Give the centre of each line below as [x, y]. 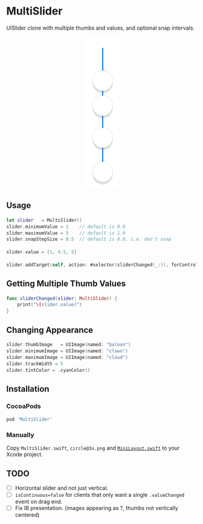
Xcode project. [25, 454]
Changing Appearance [50, 330]
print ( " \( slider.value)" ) [50, 305]
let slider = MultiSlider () [44, 220]
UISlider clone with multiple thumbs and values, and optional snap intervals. [101, 28]
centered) [27, 515]
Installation [28, 389]
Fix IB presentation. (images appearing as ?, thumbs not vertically [96, 508]
